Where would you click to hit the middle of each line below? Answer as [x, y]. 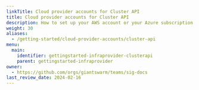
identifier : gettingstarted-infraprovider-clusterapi [85, 56]
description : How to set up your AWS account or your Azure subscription [100, 22]
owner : [14, 67]
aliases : [17, 34]
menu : [13, 45]
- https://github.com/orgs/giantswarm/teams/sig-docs [80, 72]
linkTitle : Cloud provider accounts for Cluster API [73, 12]
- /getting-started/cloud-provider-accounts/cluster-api [84, 39]
